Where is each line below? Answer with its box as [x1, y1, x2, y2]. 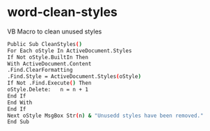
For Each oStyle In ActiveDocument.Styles [7, 47, 132, 54]
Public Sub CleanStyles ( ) [7, 40, 82, 47]
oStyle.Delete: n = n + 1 [7, 86, 89, 93]
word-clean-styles [7, 4, 118, 20]
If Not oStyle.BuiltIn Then [7, 54, 89, 61]
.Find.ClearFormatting [7, 67, 73, 74]
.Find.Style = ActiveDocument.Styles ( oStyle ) [7, 73, 141, 80]
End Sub [7, 118, 30, 125]
